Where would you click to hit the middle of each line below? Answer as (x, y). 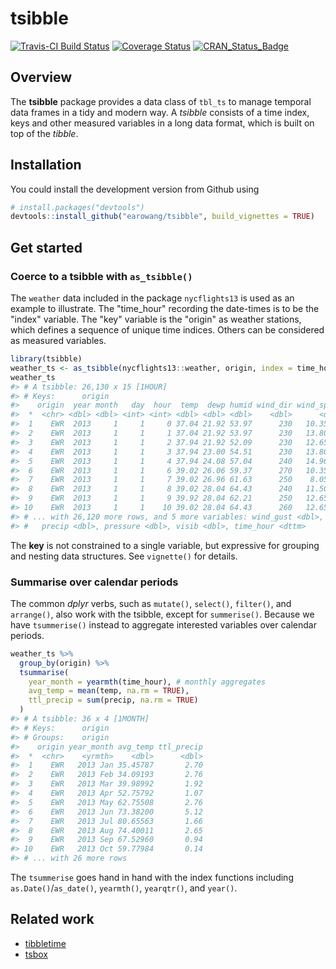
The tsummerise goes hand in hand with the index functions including (152, 878)
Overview (41, 77)
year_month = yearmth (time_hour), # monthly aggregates (147, 682)
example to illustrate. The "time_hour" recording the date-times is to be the (165, 308)
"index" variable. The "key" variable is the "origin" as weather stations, (156, 319)
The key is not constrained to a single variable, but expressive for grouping (165, 545)
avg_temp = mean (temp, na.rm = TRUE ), (109, 691)
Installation (46, 165)
